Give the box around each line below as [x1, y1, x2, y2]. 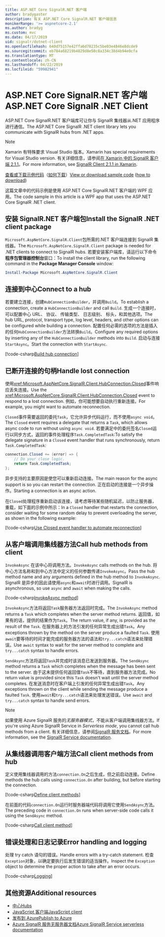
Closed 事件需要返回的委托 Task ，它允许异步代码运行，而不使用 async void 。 [5, 414, 158, 420]
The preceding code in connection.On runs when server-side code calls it [5, 808, 154, 814]
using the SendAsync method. [5, 813, 63, 819]
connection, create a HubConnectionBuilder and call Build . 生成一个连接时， [5, 305, 159, 311]
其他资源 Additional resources [5, 889, 97, 897]
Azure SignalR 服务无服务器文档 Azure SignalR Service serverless [12, 921, 144, 927]
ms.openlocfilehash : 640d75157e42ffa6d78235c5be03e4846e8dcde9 [5, 44, 138, 49]
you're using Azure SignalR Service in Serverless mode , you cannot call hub [5, 723, 159, 729]
